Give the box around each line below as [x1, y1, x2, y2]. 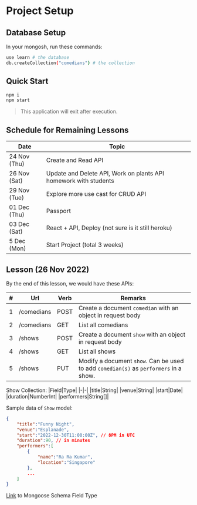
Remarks [120, 294, 147, 302]
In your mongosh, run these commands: [6, 43, 103, 50]
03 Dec [9, 220, 30, 228]
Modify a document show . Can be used [78, 357, 184, 365]
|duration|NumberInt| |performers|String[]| [6, 393, 109, 400]
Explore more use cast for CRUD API [46, 190, 147, 198]
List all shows [78, 347, 116, 356]
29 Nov [9, 187, 30, 195]
